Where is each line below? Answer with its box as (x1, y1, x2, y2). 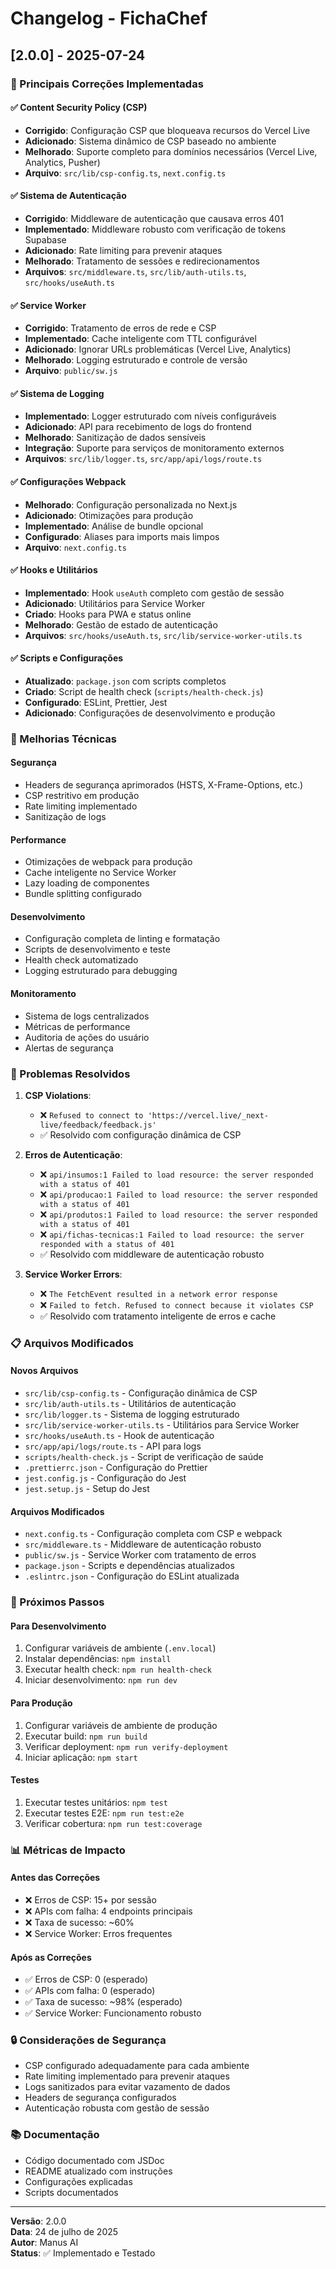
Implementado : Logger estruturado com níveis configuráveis (24, 410, 277, 422)
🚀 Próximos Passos (10, 1595, 105, 1609)
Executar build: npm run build (24, 1730, 148, 1742)
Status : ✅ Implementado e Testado (10, 2247, 156, 2259)
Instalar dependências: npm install (24, 1653, 172, 1665)
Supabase (24, 233, 67, 246)
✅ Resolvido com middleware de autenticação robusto (39, 1248, 265, 1260)
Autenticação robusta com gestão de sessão (24, 2102, 210, 2114)
